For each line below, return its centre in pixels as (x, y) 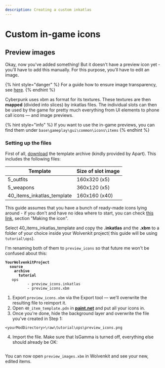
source (16, 266)
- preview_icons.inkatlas (54, 284)
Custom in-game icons (53, 34)
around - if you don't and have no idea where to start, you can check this (80, 213)
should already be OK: (35, 342)
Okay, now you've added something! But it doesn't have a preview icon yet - (83, 64)
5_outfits (18, 179)
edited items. (18, 361)
